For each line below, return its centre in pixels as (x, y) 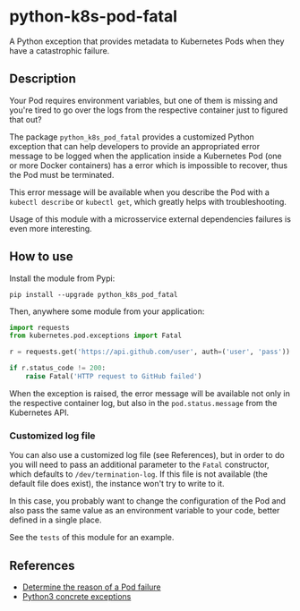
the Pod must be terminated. (62, 174)
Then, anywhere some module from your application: (107, 311)
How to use (41, 257)
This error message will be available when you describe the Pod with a (140, 192)
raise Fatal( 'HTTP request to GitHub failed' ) (114, 377)
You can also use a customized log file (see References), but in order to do (147, 455)
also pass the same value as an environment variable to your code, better (145, 511)
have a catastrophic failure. (60, 50)
